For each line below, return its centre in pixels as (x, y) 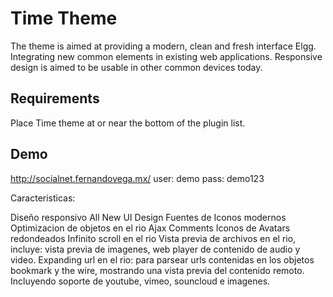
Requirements (55, 98)
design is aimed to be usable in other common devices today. (136, 67)
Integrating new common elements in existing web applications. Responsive (166, 56)
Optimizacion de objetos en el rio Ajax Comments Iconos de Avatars (150, 228)
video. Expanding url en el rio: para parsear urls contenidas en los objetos (162, 259)
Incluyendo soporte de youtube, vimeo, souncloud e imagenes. (140, 281)
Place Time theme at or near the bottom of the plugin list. (128, 123)
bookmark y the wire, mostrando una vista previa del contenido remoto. (157, 270)
